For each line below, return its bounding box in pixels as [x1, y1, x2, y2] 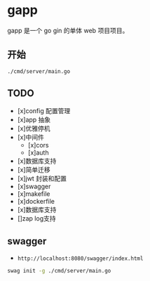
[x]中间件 [17, 133, 44, 142]
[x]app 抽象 [17, 115, 51, 124]
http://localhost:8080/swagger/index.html [17, 255, 144, 262]
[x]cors [27, 141, 49, 150]
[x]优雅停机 [17, 124, 50, 133]
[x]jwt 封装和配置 [17, 174, 67, 183]
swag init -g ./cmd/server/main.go [7, 268, 111, 275]
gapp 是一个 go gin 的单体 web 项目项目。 [7, 26, 129, 34]
